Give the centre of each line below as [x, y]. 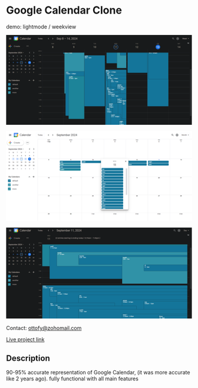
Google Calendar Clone [64, 10]
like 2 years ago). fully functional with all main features [72, 379]
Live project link [25, 339]
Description [28, 358]
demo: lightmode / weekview [41, 27]
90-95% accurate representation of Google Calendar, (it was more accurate [98, 373]
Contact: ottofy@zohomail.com [44, 328]
